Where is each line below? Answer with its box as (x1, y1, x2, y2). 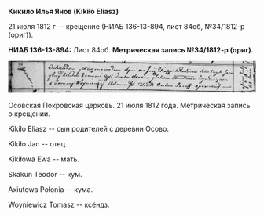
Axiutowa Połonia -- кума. (8, 184, 93, 194)
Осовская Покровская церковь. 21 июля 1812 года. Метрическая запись (8, 100, 251, 110)
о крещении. (8, 109, 51, 118)
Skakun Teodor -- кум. (8, 169, 82, 179)
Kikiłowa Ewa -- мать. (8, 154, 80, 164)
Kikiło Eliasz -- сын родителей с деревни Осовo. (8, 124, 169, 133)
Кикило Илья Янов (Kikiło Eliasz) (8, 7, 119, 16)
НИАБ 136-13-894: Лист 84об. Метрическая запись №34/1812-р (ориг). (8, 45, 254, 54)
